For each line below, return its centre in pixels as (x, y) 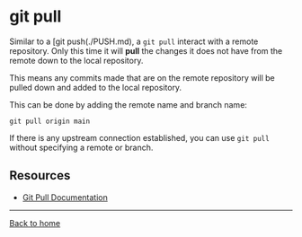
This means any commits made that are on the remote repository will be (142, 77)
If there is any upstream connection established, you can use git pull (139, 137)
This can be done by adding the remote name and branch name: (128, 104)
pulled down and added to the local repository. (96, 87)
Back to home (35, 223)
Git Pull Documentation (65, 197)
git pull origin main (50, 121)
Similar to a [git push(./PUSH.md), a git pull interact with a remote (134, 41)
